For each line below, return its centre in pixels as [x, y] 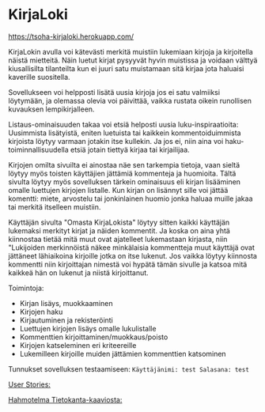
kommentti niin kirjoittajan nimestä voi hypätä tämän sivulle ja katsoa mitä [128, 264]
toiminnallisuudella [38, 149]
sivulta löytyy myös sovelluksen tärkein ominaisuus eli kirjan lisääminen [125, 181]
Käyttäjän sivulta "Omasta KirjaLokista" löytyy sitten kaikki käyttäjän [119, 222]
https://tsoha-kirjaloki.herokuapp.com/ [71, 36]
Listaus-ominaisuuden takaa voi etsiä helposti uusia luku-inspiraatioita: [123, 124]
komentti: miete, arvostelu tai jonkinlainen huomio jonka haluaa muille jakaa [131, 198]
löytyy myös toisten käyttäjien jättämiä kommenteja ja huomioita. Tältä [122, 173]
